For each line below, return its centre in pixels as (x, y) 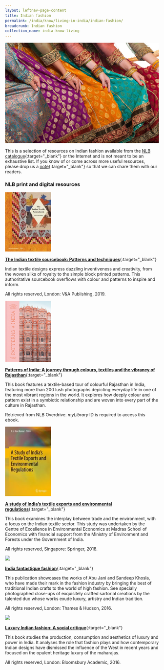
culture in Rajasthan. (26, 405)
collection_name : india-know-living (42, 31)
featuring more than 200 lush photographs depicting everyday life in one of (81, 389)
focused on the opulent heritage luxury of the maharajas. (62, 652)
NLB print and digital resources (43, 184)
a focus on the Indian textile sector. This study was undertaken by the (75, 524)
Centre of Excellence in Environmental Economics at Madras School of (76, 529)
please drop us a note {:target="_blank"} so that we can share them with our (81, 166)
